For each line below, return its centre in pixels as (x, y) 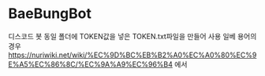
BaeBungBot (50, 14)
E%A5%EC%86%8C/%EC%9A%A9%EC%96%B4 (91, 64)
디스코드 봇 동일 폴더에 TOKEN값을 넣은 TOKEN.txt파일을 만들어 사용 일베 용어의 (132, 36)
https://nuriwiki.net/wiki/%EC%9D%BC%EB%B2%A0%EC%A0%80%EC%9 (132, 55)
